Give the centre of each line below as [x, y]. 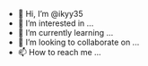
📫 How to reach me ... [59, 52]
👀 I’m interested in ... [56, 23]
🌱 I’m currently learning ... [65, 33]
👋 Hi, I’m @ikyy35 [50, 14]
